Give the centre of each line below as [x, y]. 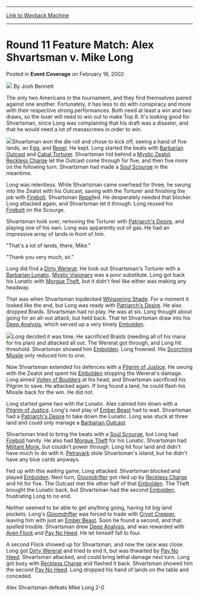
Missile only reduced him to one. [46, 355]
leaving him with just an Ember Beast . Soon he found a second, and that [94, 520]
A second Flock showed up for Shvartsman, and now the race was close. [95, 544]
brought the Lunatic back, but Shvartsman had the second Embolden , [91, 489]
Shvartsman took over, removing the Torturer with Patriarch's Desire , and [95, 221]
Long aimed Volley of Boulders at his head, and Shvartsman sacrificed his [96, 379]
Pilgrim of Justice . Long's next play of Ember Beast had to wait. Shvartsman [99, 410]
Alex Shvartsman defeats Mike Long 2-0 [55, 587]
